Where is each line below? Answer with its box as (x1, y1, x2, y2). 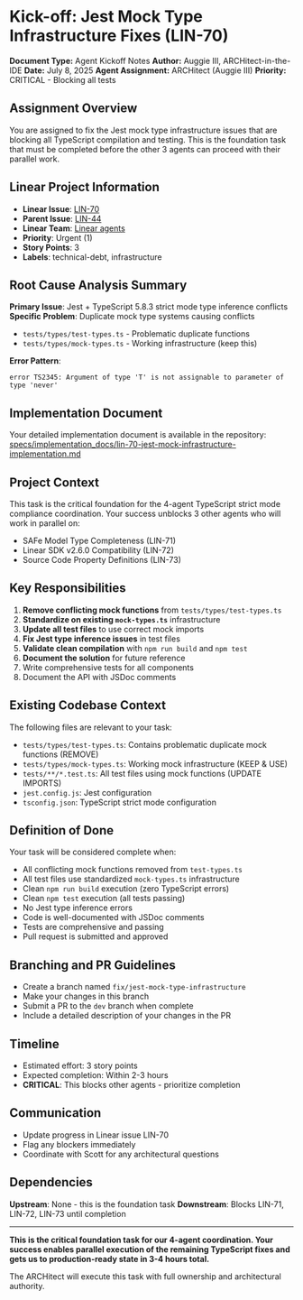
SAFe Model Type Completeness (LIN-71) (22, 535, 176, 546)
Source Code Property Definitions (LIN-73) (22, 555, 182, 565)
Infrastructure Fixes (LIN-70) (9, 25, 229, 46)
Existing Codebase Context (9, 697, 167, 714)
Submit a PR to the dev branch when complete (22, 1000, 194, 1011)
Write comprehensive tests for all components (22, 661, 194, 673)
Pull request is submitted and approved (22, 931, 169, 942)
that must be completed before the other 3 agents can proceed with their (9, 143, 281, 154)
